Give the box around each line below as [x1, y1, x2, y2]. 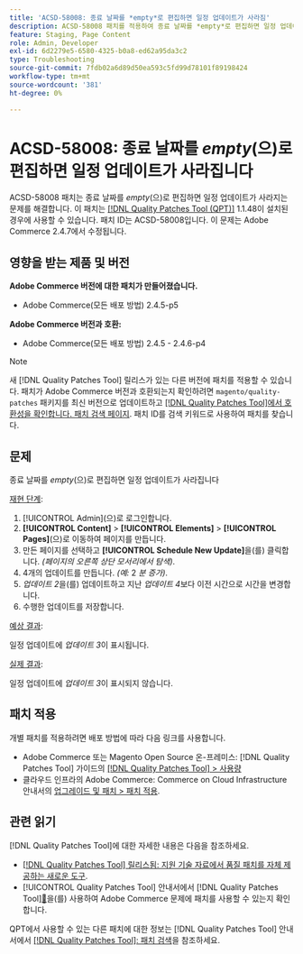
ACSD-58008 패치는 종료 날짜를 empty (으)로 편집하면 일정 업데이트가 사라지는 [9, 192, 289, 203]
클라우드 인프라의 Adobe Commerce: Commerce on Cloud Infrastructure [22, 774, 288, 784]
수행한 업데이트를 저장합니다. [22, 601, 124, 612]
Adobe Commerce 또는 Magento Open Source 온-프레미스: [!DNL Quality [22, 751, 290, 762]
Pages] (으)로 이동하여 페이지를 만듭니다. [22, 534, 167, 545]
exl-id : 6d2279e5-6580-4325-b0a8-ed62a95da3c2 [9, 47, 188, 56]
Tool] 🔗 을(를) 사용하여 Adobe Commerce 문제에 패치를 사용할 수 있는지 [22, 893, 274, 904]
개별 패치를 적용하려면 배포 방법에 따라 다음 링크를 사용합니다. [9, 732, 226, 743]
